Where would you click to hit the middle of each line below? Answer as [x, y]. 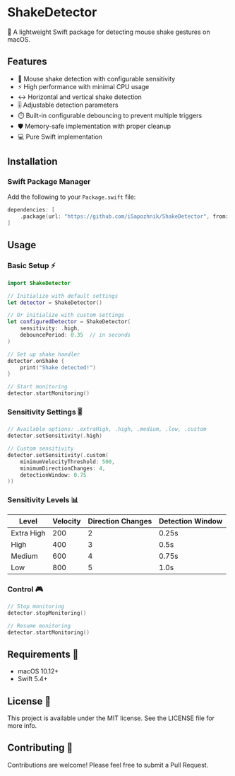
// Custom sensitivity [41, 449]
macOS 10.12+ [38, 671]
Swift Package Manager [49, 182]
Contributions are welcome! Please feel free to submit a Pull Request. [108, 765]
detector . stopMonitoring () [47, 613]
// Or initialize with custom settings [66, 315]
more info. [22, 726]
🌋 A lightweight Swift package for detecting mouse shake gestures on [109, 32]
